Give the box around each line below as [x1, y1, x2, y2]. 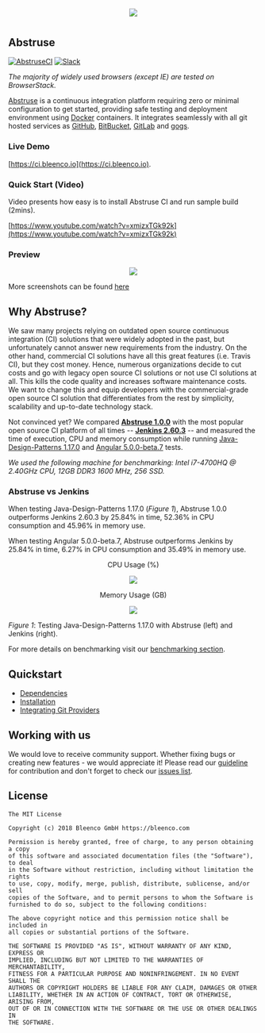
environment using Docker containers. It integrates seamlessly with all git [8, 113, 248, 122]
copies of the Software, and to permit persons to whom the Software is [8, 893, 254, 901]
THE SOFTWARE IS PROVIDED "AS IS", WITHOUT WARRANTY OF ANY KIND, [8, 942, 232, 950]
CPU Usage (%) [107, 560, 159, 570]
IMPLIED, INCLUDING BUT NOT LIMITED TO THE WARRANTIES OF [8, 956, 204, 964]
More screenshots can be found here [8, 282, 129, 291]
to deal [8, 858, 34, 866]
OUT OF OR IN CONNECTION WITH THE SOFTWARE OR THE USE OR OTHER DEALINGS [8, 1004, 258, 1012]
